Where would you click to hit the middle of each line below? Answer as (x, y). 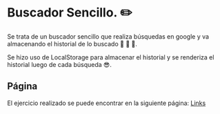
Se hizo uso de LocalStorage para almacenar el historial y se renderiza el (111, 57)
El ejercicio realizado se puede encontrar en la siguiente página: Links (107, 103)
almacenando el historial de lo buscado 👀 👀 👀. (72, 44)
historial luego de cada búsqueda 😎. (59, 64)
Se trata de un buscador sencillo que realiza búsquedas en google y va (108, 36)
